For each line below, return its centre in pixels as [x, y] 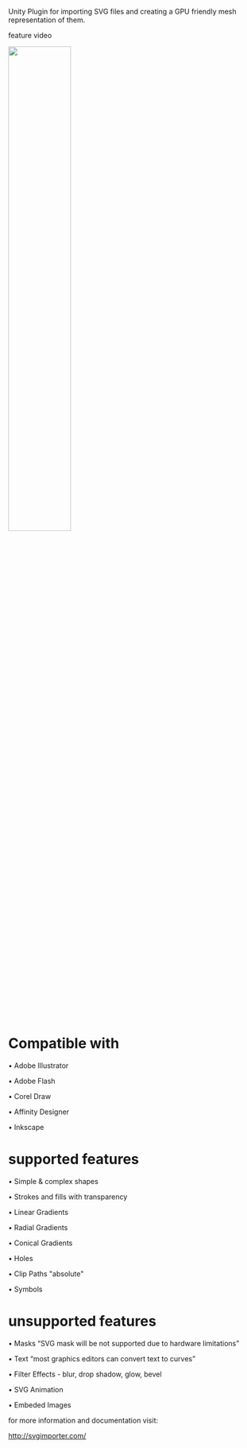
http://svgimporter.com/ [47, 1435]
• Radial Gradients [38, 1227]
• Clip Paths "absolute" [46, 1273]
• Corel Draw [30, 1096]
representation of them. [47, 20]
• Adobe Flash [32, 1081]
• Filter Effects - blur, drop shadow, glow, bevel [85, 1374]
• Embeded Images [40, 1405]
